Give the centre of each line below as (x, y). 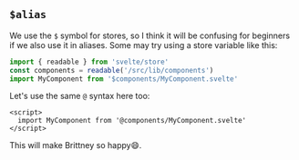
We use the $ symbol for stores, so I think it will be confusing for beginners (149, 35)
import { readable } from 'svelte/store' (89, 62)
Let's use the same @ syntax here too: (80, 96)
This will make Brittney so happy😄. (76, 145)
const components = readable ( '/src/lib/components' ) (112, 70)
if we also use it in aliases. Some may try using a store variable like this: (144, 45)
